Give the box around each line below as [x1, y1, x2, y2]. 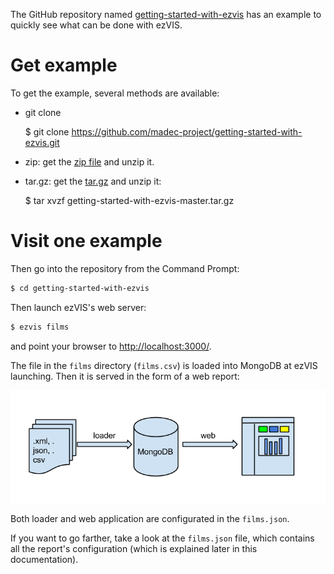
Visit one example [10, 230, 163, 253]
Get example [10, 54, 118, 77]
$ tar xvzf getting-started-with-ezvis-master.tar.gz [24, 194, 235, 206]
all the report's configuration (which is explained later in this [10, 543, 258, 555]
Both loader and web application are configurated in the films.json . [10, 513, 290, 525]
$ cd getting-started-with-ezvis [10, 283, 150, 293]
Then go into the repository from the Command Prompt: [10, 262, 240, 274]
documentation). [10, 554, 79, 566]
